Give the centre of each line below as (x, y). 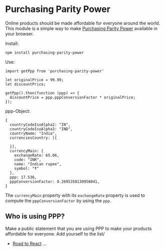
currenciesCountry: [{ (33, 138)
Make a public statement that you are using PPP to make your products (78, 228)
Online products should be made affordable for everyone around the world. (83, 23)
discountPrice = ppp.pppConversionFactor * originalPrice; (73, 97)
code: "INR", (28, 160)
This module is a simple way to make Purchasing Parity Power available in (81, 28)
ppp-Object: (18, 111)
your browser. (20, 34)
